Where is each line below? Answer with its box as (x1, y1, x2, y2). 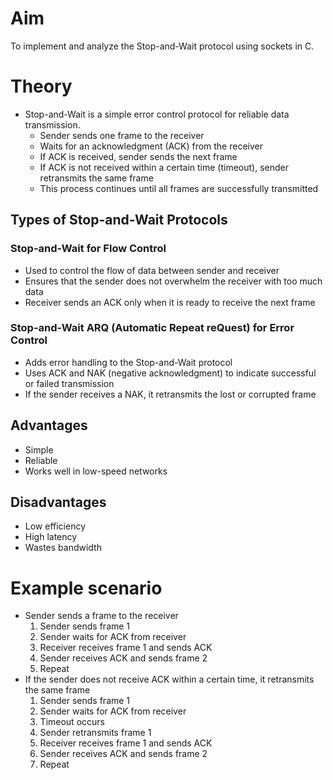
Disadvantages (10, 494, 107, 511)
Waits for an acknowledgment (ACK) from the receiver (39, 140, 263, 152)
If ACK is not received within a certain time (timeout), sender (39, 161, 290, 173)
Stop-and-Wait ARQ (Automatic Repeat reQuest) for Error (10, 321, 295, 335)
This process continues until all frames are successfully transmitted (39, 182, 319, 194)
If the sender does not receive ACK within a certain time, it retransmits (24, 673, 315, 686)
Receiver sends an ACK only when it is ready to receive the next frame (24, 296, 316, 308)
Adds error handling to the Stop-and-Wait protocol (24, 356, 233, 368)
